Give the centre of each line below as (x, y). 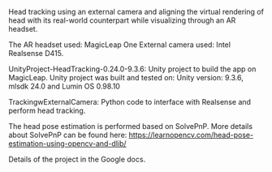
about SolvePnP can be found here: (68, 135)
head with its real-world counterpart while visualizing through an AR (122, 20)
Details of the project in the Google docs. (77, 159)
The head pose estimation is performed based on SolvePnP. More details (131, 126)
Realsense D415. (36, 53)
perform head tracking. (47, 110)
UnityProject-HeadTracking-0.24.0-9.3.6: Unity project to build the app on (132, 69)
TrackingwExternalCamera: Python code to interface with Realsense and (130, 102)
